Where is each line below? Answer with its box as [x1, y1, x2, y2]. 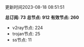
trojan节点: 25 [12, 31, 41, 36]
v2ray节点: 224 [12, 25, 43, 31]
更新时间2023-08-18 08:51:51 [5, 4, 65, 10]
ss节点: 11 [12, 37, 32, 43]
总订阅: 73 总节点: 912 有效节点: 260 [5, 15, 80, 20]
